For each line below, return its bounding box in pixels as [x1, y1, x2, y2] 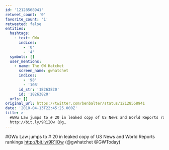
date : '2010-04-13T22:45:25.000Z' [5, 106, 78, 111]
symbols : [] [10, 54, 35, 59]
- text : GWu [14, 36, 39, 41]
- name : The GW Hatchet [14, 63, 64, 68]
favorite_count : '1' [5, 17, 49, 22]
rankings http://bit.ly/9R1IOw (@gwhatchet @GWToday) [5, 139, 121, 145]
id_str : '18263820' [18, 87, 59, 92]
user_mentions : [10, 59, 42, 64]
